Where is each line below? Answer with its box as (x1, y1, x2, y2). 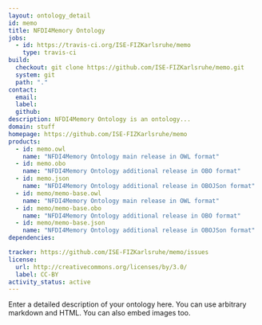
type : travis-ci (22, 49, 77, 57)
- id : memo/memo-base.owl (15, 189, 102, 198)
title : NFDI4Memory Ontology (8, 26, 105, 34)
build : (8, 57, 30, 65)
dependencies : (8, 234, 56, 242)
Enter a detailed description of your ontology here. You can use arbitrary (8, 300, 247, 309)
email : (15, 93, 38, 101)
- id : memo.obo (15, 160, 66, 168)
